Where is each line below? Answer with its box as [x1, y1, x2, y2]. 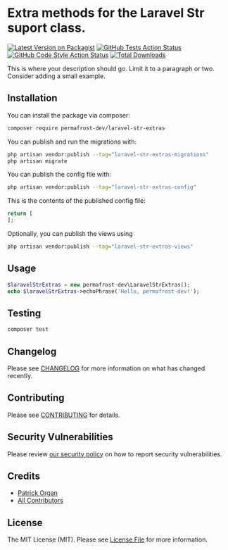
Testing [7, 307, 42, 319]
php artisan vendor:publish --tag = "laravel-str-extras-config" [7, 184, 197, 191]
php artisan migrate [7, 157, 68, 165]
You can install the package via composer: [7, 111, 130, 119]
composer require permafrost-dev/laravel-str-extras [7, 125, 165, 132]
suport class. [7, 20, 86, 36]
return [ [7, 210, 33, 218]
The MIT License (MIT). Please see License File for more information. [7, 535, 208, 544]
